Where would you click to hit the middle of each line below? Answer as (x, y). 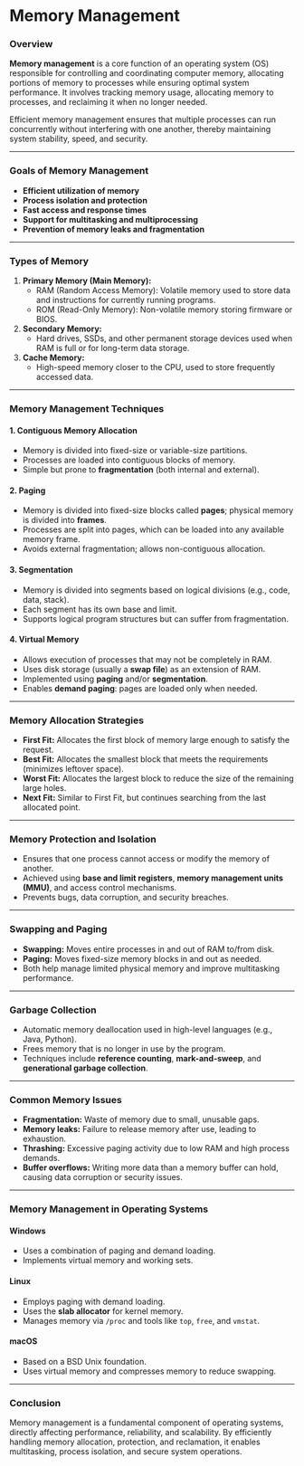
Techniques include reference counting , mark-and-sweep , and (142, 1058)
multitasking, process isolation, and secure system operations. (126, 1452)
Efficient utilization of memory (81, 190)
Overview (31, 44)
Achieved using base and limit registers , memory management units (152, 878)
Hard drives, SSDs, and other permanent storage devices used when (164, 338)
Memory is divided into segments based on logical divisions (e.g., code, (156, 590)
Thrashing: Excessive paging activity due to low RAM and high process (156, 1148)
